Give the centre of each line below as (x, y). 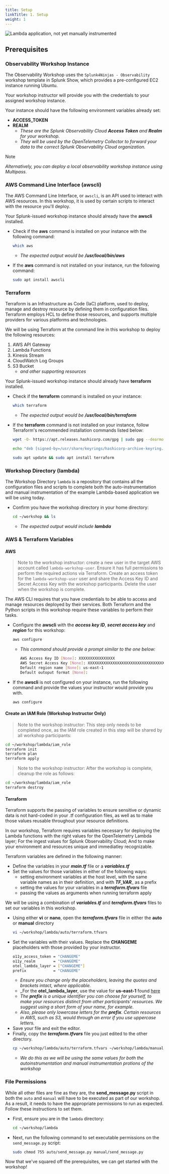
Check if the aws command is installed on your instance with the (79, 231)
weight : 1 (16, 19)
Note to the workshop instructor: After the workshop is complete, (85, 768)
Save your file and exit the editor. (47, 1028)
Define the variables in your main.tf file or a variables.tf (71, 866)
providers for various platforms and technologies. (57, 320)
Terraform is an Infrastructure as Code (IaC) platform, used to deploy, (77, 304)
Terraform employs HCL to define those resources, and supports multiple (81, 314)
